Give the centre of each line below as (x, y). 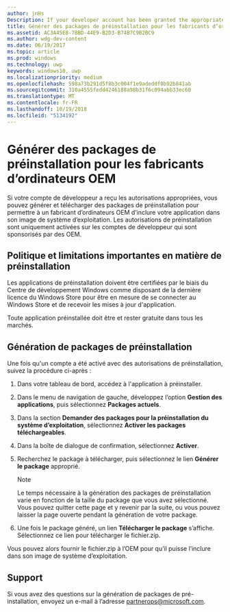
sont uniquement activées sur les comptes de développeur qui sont (102, 226)
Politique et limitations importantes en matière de (115, 256)
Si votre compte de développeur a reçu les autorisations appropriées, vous (112, 198)
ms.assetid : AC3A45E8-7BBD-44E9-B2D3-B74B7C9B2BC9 (81, 33)
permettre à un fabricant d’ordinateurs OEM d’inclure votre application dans (114, 212)
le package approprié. (48, 467)
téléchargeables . (41, 432)
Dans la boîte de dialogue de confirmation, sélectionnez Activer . (108, 446)
